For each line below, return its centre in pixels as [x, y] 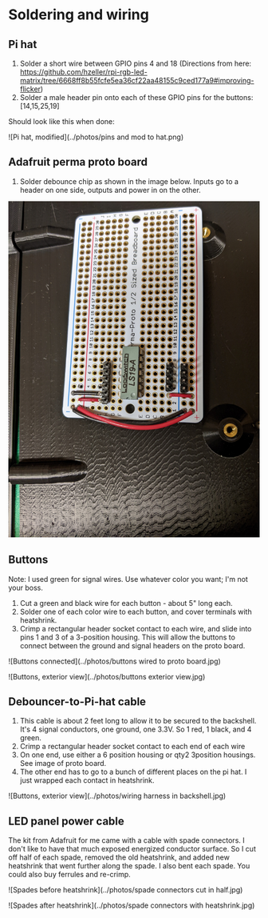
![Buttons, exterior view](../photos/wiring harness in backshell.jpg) [117, 796]
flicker [30, 89]
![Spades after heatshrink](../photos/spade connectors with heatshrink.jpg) [132, 905]
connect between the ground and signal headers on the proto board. [132, 645]
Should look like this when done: [62, 121]
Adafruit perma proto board [78, 162]
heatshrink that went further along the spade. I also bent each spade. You [129, 866]
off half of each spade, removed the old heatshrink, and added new [119, 857]
